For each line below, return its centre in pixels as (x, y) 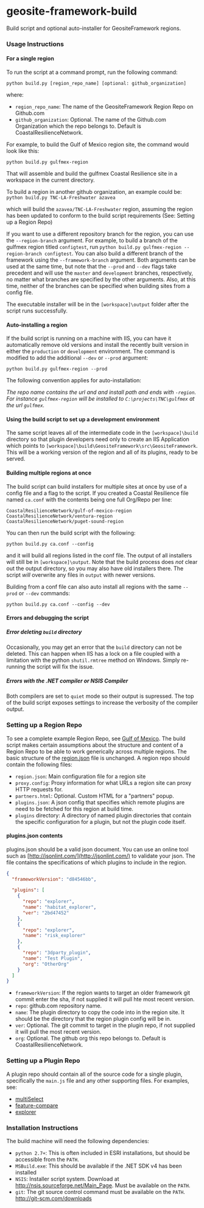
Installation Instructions (42, 1128)
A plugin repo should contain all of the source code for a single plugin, (94, 1074)
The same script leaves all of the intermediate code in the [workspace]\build (102, 433)
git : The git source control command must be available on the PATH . (100, 1191)
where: (15, 95)
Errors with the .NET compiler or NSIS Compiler (67, 681)
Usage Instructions (35, 44)
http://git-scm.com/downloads (54, 1198)
